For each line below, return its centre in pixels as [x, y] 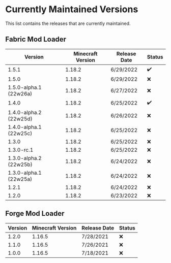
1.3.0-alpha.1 [25, 173]
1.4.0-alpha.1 [25, 127]
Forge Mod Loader [35, 213]
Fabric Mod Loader [36, 39]
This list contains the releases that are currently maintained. [68, 23]
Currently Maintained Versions [72, 9]
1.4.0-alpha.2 [25, 112]
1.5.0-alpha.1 [25, 87]
